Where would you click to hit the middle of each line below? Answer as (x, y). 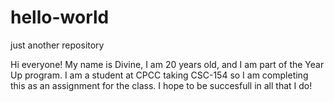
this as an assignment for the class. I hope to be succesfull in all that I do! (161, 85)
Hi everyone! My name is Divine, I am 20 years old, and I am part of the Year (167, 64)
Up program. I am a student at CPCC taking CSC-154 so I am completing (159, 75)
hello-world (60, 17)
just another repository (57, 45)
